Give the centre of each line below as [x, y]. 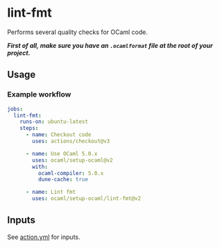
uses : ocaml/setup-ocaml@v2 [73, 160]
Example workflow [39, 94]
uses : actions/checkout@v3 [71, 141]
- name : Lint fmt [51, 192]
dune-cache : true [63, 180]
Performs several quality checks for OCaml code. [77, 32]
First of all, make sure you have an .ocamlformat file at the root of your [110, 45]
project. [19, 53]
